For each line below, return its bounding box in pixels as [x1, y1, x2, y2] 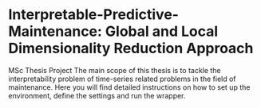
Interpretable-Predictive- [8, 6, 180, 24]
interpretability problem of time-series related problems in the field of [8, 74, 237, 83]
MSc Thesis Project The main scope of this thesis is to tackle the [8, 65, 221, 75]
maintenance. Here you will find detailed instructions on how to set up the [8, 82, 251, 92]
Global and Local [105, 22, 219, 40]
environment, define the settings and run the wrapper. [8, 91, 186, 100]
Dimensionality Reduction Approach [8, 40, 254, 57]
